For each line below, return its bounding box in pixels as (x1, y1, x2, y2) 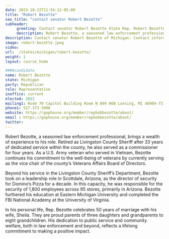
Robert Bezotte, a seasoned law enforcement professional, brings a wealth (5, 133, 160, 139)
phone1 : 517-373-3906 (5, 105, 51, 111)
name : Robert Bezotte (5, 73, 51, 78)
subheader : (5, 21, 28, 27)
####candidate (5, 68, 35, 73)
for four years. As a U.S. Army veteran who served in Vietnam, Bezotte (5, 149, 151, 155)
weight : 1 (5, 54, 26, 59)
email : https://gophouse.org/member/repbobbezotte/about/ (5, 115, 132, 120)
